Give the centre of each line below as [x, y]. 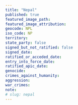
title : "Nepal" [21, 10]
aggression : [18, 80]
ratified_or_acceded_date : [33, 57]
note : [11, 90]
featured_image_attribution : [36, 24]
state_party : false [26, 43]
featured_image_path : [28, 19]
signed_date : [19, 52]
